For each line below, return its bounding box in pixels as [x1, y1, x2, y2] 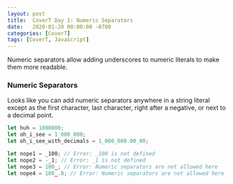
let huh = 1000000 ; [7, 125, 65, 132]
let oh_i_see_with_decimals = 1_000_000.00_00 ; [7, 138, 149, 145]
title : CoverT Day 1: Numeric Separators [7, 17, 133, 24]
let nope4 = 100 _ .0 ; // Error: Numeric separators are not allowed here [7, 169, 225, 177]
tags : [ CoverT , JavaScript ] [7, 36, 90, 43]
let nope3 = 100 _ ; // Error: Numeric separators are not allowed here [7, 163, 218, 170]
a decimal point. [7, 111, 54, 120]
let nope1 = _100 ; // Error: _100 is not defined [7, 150, 156, 157]
